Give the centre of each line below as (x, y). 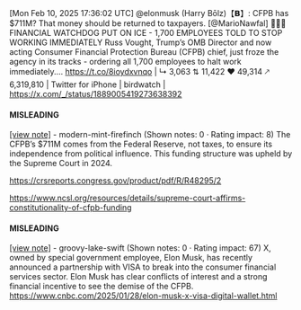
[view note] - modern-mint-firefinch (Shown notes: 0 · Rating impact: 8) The (150, 135)
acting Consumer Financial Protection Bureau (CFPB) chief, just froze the (144, 52)
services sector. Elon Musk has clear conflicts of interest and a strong (138, 277)
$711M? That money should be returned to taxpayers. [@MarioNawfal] (139, 23)
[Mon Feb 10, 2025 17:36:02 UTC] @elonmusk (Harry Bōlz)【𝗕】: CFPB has (149, 13)
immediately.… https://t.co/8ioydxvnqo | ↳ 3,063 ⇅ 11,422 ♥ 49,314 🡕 (140, 71)
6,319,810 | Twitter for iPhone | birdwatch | (88, 84)
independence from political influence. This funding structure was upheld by (151, 154)
